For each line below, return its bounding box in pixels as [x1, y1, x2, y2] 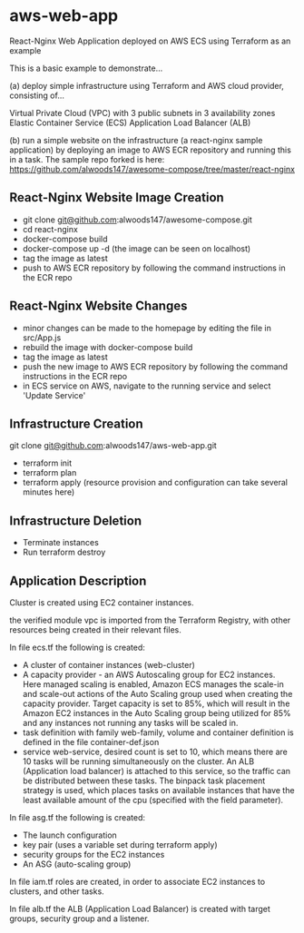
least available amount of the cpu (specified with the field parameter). [22, 795, 284, 805]
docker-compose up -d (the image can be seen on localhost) [22, 242, 251, 254]
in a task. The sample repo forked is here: [9, 153, 165, 164]
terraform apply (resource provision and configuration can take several [22, 477, 289, 488]
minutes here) [22, 486, 75, 497]
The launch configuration [22, 830, 118, 840]
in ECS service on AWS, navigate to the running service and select [22, 380, 271, 391]
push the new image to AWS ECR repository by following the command [22, 360, 289, 372]
